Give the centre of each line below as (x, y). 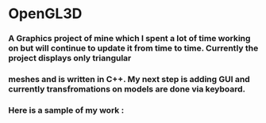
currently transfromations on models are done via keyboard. (127, 89)
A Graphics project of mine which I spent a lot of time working (129, 39)
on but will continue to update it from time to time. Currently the (133, 48)
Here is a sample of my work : (66, 110)
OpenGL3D (45, 14)
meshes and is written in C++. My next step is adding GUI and (129, 80)
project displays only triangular (70, 58)
